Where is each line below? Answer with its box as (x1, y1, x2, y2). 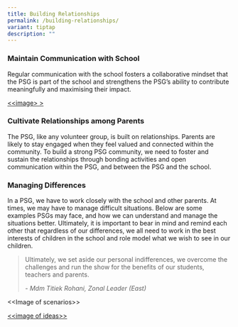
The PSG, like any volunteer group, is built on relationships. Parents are (7, 132, 215, 140)
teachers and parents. (24, 270, 90, 279)
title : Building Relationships (7, 10, 100, 18)
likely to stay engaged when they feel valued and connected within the (7, 140, 215, 148)
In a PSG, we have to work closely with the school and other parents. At (7, 196, 217, 205)
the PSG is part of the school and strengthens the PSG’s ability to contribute (7, 77, 229, 86)
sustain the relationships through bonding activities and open (7, 155, 187, 163)
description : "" (7, 30, 55, 38)
